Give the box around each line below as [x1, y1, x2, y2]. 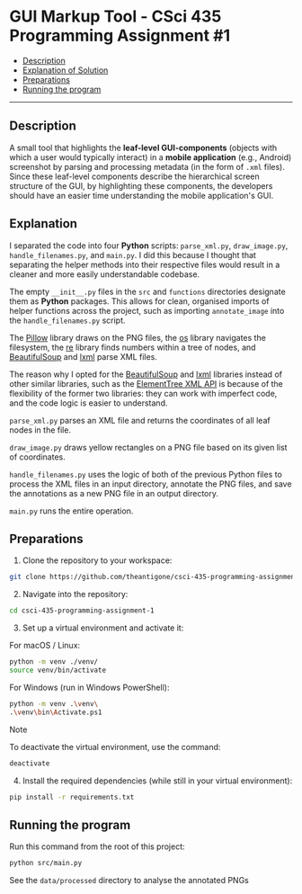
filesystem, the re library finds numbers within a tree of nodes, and [9, 342, 256, 353]
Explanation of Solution [22, 65, 109, 76]
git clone [9, 573, 47, 582]
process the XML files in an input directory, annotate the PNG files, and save [9, 478, 292, 489]
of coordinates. [9, 451, 66, 462]
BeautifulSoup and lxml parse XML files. [9, 351, 157, 362]
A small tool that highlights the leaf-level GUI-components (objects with [9, 142, 278, 153]
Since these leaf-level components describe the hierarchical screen [9, 171, 261, 182]
